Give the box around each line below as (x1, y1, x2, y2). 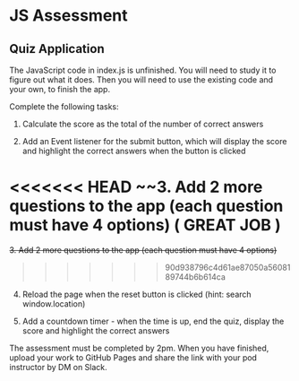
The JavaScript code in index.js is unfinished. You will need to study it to (9, 65, 277, 75)
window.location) (21, 298, 86, 309)
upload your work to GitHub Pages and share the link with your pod (9, 351, 258, 363)
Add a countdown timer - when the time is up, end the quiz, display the (21, 316, 285, 326)
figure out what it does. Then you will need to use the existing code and (9, 74, 274, 85)
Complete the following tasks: (9, 101, 119, 112)
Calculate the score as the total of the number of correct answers (21, 118, 264, 129)
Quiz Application (9, 41, 105, 56)
